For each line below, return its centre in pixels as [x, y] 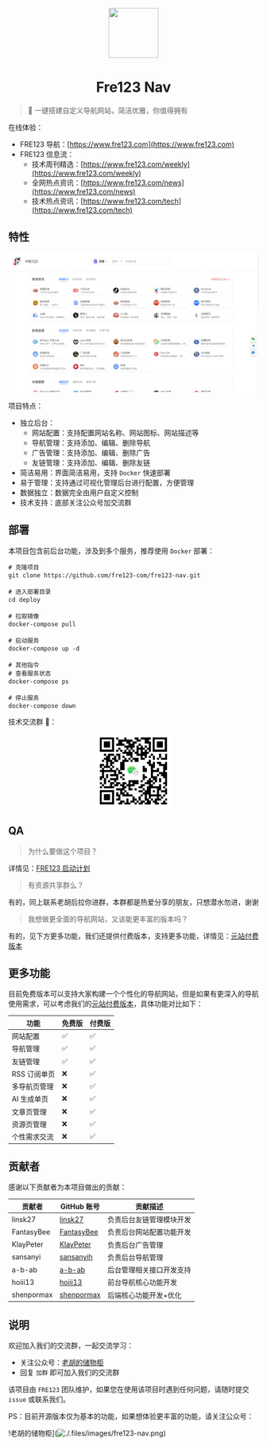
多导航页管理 [33, 1086]
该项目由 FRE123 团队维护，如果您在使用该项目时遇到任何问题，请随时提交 [129, 1389]
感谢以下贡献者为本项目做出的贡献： [68, 1187]
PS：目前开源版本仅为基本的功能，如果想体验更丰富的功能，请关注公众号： [131, 1417]
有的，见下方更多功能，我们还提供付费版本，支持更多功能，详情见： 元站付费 [133, 936]
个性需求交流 [33, 1137]
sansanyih [76, 1257]
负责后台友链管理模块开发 [149, 1220]
